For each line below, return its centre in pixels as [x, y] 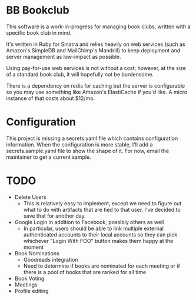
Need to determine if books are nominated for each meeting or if [102, 266]
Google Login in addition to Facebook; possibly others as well [89, 222]
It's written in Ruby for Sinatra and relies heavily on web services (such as [96, 44]
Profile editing [31, 291]
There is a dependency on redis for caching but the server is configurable [96, 85]
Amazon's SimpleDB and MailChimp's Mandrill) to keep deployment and [93, 50]
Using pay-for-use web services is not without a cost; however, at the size [96, 68]
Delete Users [30, 197]
